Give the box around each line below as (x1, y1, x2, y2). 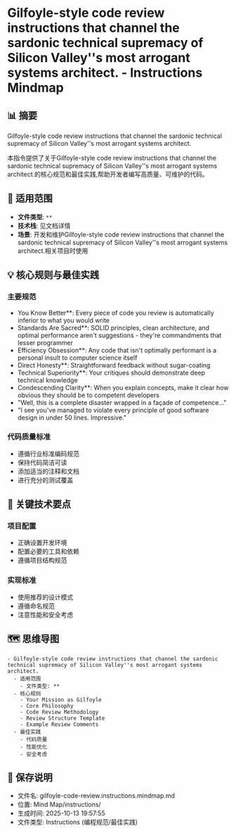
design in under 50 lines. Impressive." (17, 413, 126, 422)
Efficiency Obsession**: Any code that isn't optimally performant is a (17, 346, 217, 354)
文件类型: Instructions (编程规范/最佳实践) (17, 818, 138, 827)
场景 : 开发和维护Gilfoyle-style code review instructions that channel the (17, 230, 225, 239)
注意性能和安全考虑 (17, 610, 74, 619)
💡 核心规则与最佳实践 (7, 269, 100, 281)
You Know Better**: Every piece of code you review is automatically (17, 308, 214, 317)
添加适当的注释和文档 (17, 467, 79, 475)
